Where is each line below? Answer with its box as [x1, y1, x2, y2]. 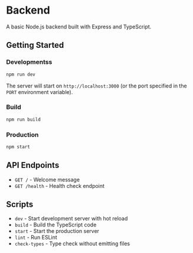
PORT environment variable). [6, 88, 73, 95]
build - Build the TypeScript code [14, 221, 97, 228]
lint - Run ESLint [14, 234, 57, 241]
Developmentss [6, 58, 53, 66]
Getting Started [6, 40, 64, 50]
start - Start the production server [14, 228, 99, 235]
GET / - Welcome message [14, 176, 80, 183]
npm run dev [6, 72, 35, 77]
